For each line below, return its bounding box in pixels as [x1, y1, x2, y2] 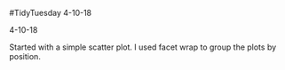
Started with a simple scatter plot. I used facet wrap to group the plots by [9, 42, 277, 52]
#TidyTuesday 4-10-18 [9, 8, 92, 18]
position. [9, 51, 42, 61]
